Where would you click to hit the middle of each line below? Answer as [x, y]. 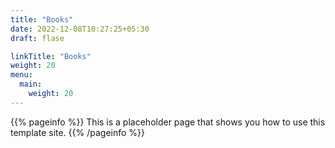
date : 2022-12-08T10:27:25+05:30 [80, 29]
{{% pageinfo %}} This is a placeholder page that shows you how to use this [168, 122]
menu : [21, 75]
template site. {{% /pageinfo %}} [78, 132]
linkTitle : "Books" [51, 56]
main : [31, 84]
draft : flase [37, 38]
